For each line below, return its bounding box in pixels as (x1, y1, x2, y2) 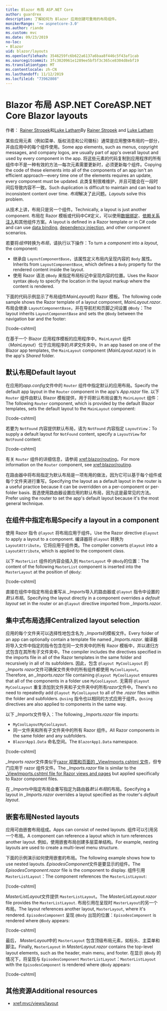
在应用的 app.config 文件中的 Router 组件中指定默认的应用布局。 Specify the (5, 382, 158, 388)
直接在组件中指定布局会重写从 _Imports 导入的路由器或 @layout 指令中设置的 (5, 589, 160, 595)
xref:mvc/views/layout (12, 1000, 58, 1006)
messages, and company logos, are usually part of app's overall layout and (5, 149, 159, 155)
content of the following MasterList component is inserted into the (5, 563, 141, 570)
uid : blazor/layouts (5, 49, 49, 54)
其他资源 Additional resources (5, 987, 98, 995)
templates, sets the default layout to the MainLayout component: (5, 405, 136, 411)
